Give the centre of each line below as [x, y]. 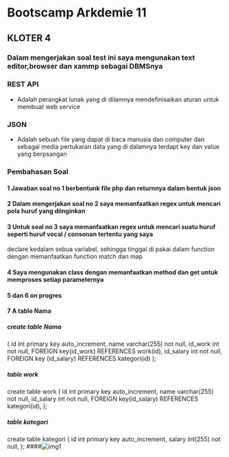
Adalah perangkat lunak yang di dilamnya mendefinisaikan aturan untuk [118, 99]
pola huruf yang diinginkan [46, 211]
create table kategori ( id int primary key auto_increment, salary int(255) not [114, 439]
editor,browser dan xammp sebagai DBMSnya [85, 66]
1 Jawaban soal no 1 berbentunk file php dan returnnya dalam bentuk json [114, 188]
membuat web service [49, 106]
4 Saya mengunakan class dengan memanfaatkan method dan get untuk [112, 272]
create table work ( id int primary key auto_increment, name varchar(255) [110, 392]
